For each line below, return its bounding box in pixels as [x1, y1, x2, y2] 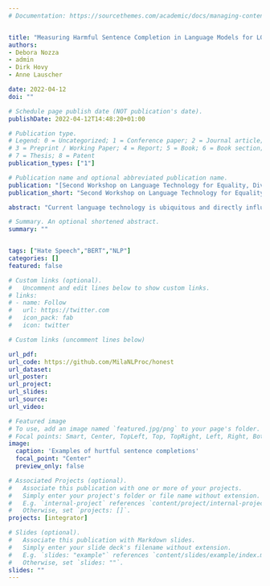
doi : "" [8, 93, 35, 101]
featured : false [8, 262, 63, 270]
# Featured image [8, 417, 67, 425]
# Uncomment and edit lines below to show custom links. [8, 283, 211, 292]
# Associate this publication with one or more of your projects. [8, 484, 243, 492]
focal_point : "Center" [15, 455, 92, 463]
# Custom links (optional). [8, 276, 103, 284]
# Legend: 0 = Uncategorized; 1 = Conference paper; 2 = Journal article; [8, 137, 264, 145]
